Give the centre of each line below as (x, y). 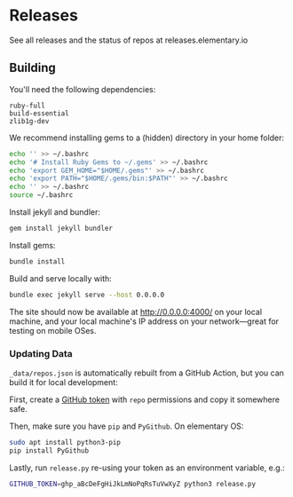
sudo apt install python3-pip (65, 442)
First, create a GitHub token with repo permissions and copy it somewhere (144, 399)
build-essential (39, 113)
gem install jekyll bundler (61, 228)
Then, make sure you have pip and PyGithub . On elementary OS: (127, 426)
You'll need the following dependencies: (83, 89)
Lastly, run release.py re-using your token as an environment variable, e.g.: (147, 468)
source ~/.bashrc (41, 195)
